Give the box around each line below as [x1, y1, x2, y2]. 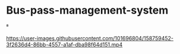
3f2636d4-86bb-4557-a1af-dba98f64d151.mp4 [6, 41, 123, 48]
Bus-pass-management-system [6, 4, 169, 17]
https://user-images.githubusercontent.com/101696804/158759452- [6, 34, 174, 42]
